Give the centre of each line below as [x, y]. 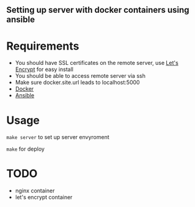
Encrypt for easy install [44, 69]
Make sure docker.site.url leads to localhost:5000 [77, 83]
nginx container [35, 191]
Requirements [43, 46]
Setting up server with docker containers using [98, 10]
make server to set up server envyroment [58, 137]
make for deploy [25, 149]
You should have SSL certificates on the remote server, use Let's [97, 63]
